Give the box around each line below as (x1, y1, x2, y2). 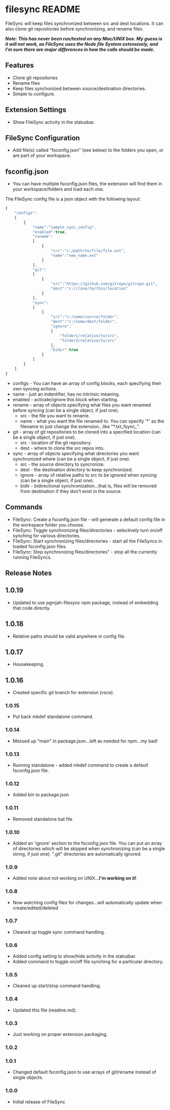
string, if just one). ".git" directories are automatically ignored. (12, 851, 142, 857)
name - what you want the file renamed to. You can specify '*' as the (20, 418, 164, 424)
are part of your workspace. (12, 152, 72, 158)
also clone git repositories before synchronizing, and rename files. (5, 25, 144, 31)
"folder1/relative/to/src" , (59, 333, 119, 338)
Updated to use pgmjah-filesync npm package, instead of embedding (12, 599, 158, 605)
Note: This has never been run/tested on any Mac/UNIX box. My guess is (5, 36, 162, 42)
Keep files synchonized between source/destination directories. (12, 85, 146, 91)
